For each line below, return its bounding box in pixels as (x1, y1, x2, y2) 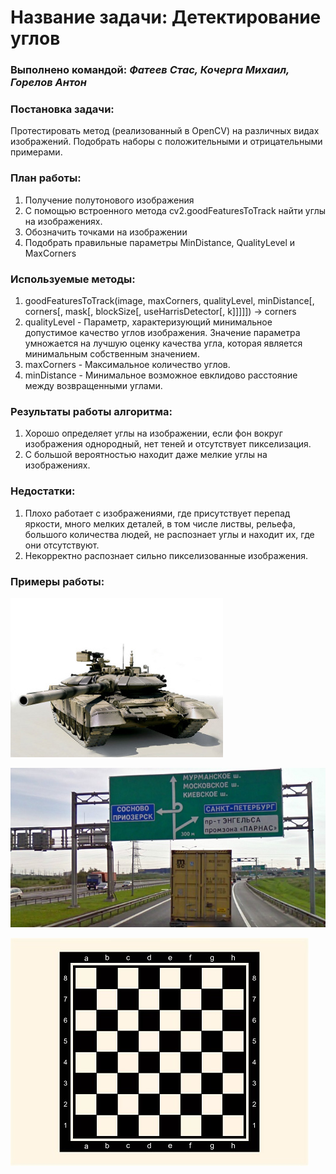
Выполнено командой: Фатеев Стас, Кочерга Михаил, (10, 63, 290, 77)
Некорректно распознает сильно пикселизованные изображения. (24, 549, 308, 561)
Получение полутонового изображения (24, 194, 195, 206)
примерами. (10, 146, 63, 158)
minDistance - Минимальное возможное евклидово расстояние (24, 369, 298, 381)
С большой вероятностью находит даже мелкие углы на (24, 449, 268, 461)
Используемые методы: (10, 272, 136, 286)
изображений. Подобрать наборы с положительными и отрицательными (10, 136, 323, 148)
